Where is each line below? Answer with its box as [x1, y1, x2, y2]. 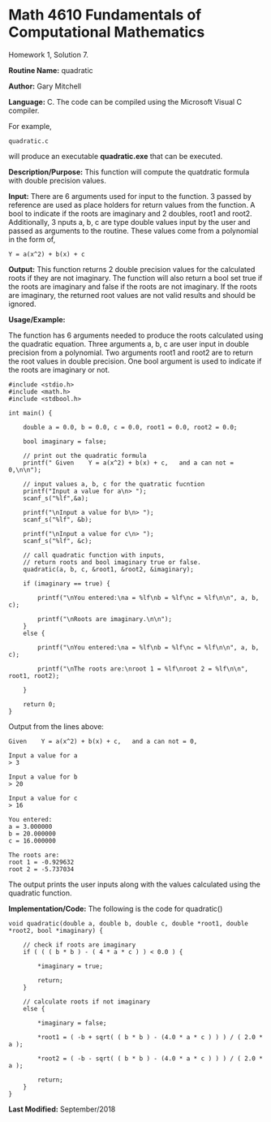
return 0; [23, 700, 57, 708]
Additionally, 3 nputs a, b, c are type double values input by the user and [8, 217, 251, 227]
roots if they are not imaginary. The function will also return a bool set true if [8, 273, 263, 283]
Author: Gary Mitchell [8, 81, 82, 91]
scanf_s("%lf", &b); [23, 516, 92, 524]
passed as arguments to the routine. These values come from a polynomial [8, 226, 259, 235]
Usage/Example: [8, 314, 66, 324]
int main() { [8, 408, 53, 417]
